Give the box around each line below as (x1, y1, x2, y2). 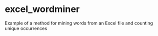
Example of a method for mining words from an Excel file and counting (5, 20, 153, 26)
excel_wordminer (5, 3, 80, 15)
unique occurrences (5, 25, 48, 31)
